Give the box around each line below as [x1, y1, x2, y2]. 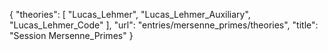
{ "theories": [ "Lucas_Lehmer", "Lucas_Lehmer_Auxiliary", [9, 9, 251, 20]
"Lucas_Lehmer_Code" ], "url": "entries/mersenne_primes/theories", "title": [9, 19, 319, 31]
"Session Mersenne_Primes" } [9, 30, 134, 41]
